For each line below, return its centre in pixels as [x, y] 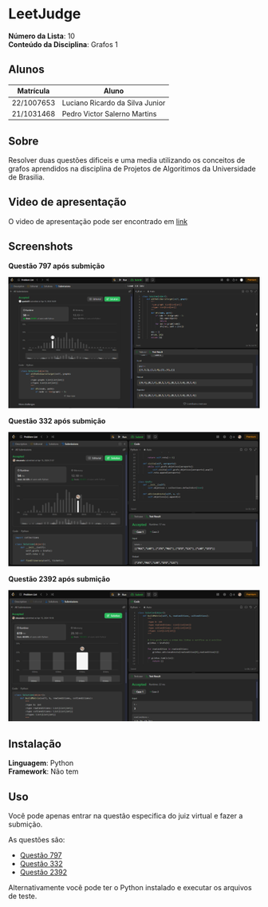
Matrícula [33, 91]
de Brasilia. [27, 177]
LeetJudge [45, 14]
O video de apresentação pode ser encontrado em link [98, 221]
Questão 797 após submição [57, 266]
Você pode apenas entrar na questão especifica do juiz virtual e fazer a [126, 815]
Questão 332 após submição [57, 420]
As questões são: [37, 839]
